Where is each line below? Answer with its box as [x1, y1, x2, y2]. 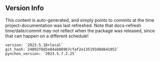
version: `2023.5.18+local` [5, 42, 64, 48]
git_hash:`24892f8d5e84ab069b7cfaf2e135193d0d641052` [5, 47, 120, 52]
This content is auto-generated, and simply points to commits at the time [5, 17, 155, 23]
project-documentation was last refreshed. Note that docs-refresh [5, 22, 141, 28]
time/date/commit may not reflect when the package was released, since [5, 27, 156, 34]
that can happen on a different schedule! [5, 33, 89, 39]
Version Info [5, 4, 44, 12]
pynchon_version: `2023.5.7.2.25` [5, 51, 77, 56]
